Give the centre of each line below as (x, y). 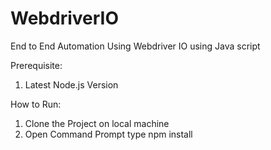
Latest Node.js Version (71, 84)
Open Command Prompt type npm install (108, 134)
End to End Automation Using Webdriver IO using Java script (135, 46)
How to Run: (36, 104)
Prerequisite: (36, 65)
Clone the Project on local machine (97, 123)
